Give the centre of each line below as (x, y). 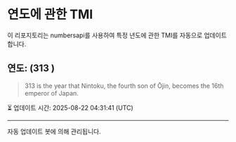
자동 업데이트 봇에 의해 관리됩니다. (54, 131)
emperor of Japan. (51, 93)
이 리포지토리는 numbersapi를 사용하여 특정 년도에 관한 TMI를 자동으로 (105, 35)
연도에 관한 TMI (50, 14)
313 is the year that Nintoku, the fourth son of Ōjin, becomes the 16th (124, 86)
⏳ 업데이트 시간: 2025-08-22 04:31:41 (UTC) (70, 108)
